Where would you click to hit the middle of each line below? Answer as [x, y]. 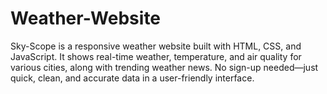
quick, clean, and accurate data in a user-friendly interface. [132, 78]
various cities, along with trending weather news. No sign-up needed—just [164, 67]
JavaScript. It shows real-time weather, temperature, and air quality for [156, 56]
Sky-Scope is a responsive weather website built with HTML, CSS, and [156, 46]
